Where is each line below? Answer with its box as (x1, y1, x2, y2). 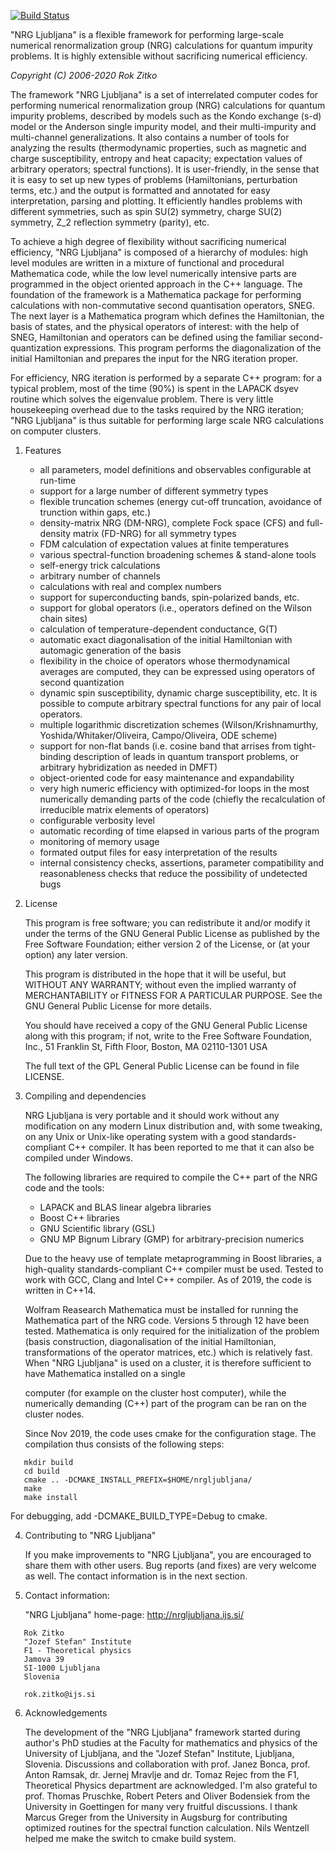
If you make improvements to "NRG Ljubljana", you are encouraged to (24, 1549, 312, 1560)
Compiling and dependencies (24, 1090, 147, 1102)
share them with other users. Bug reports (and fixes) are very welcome (24, 1560, 317, 1571)
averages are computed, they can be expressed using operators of (39, 666, 316, 677)
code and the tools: (24, 1182, 105, 1194)
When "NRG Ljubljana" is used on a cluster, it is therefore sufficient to (24, 1357, 312, 1369)
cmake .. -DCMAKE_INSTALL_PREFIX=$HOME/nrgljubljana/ (23, 1475, 253, 1485)
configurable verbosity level (39, 815, 155, 826)
